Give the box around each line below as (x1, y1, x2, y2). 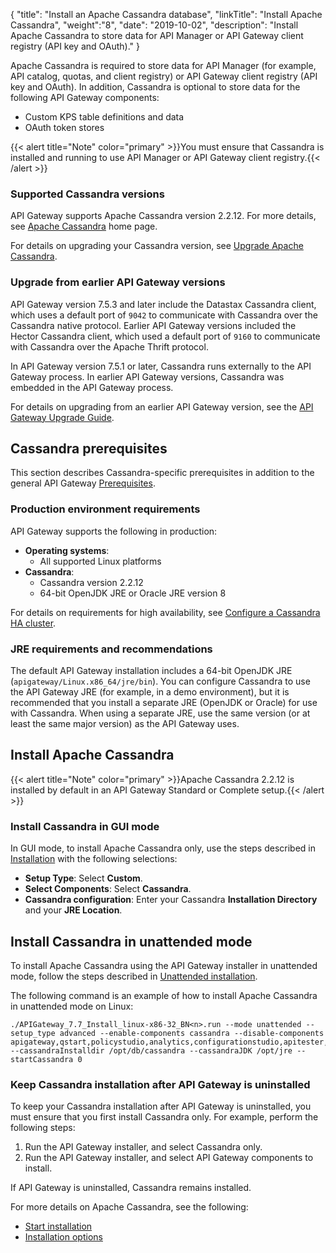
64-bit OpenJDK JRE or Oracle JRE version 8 (39, 587, 227, 599)
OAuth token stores (24, 122, 105, 133)
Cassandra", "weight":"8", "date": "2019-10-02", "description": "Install (10, 19, 299, 31)
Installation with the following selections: (10, 853, 178, 865)
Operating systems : (24, 544, 110, 556)
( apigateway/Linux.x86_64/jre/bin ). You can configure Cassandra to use (10, 675, 311, 687)
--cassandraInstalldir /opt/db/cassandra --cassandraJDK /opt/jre (10, 1045, 293, 1056)
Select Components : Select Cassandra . (24, 883, 192, 895)
